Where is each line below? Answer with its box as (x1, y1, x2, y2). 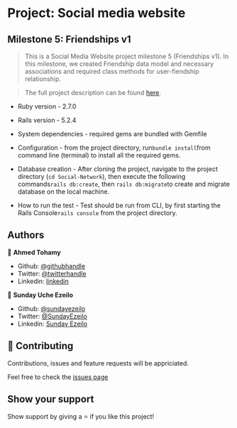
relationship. (24, 75, 62, 83)
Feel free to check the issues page (7, 373, 109, 381)
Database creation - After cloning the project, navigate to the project (17, 165, 219, 173)
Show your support (7, 393, 94, 405)
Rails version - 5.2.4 (17, 116, 77, 124)
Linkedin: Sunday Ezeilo (17, 319, 87, 328)
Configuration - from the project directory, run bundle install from (17, 143, 211, 152)
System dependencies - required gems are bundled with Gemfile (17, 130, 207, 138)
